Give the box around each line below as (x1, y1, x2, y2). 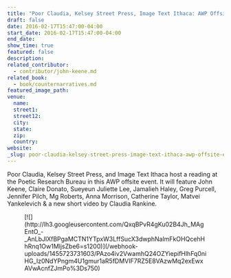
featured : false (7, 49, 54, 56)
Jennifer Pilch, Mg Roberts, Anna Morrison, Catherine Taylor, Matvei (7, 192, 201, 200)
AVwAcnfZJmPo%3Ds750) (24, 264, 101, 272)
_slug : (7, 151, 26, 159)
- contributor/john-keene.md (13, 68, 97, 75)
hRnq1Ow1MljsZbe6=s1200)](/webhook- (24, 242, 139, 250)
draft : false (7, 17, 45, 23)
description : (7, 55, 45, 62)
